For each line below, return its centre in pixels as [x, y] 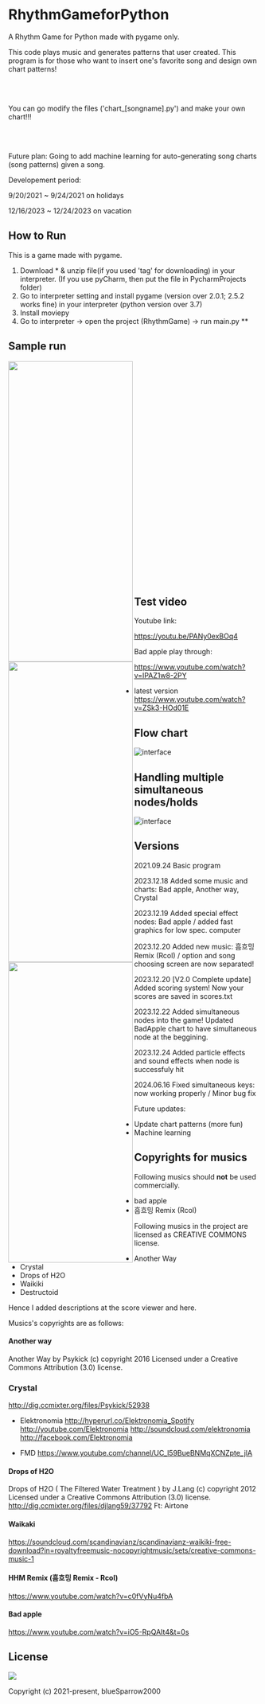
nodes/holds [166, 802]
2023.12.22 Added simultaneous [187, 1012]
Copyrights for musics [191, 1158]
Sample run [37, 347]
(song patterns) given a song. [57, 164]
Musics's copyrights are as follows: [66, 1323]
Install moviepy [45, 313]
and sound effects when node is [187, 1061]
